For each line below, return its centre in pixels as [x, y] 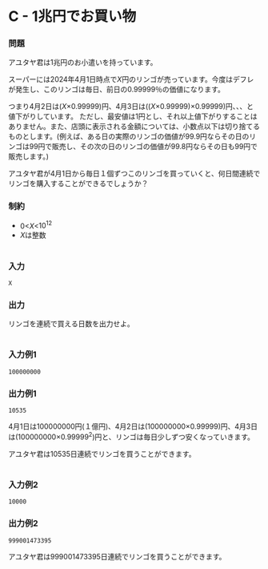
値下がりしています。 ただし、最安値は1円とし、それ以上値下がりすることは [133, 116]
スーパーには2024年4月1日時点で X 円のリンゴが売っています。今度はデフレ [131, 79]
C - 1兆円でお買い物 [72, 16]
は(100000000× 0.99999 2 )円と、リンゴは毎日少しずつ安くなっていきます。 [131, 436]
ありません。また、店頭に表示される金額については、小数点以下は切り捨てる [134, 127]
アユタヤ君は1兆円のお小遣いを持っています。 [83, 63]
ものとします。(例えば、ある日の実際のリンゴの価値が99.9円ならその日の [129, 136]
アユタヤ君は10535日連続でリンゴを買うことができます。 [102, 454]
